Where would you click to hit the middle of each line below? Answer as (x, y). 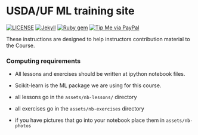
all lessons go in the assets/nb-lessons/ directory (76, 97)
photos (23, 126)
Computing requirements (44, 61)
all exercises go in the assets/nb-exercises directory (79, 109)
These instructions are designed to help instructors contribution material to (98, 39)
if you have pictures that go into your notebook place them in (90, 120)
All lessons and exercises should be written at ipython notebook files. (100, 74)
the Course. (21, 45)
